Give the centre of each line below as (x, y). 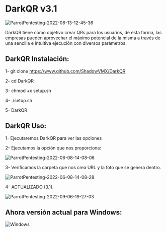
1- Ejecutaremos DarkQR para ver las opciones (54, 138)
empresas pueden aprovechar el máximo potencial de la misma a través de (83, 38)
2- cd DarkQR (20, 81)
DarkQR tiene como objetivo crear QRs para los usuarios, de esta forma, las (83, 32)
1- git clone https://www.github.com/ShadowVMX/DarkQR (65, 71)
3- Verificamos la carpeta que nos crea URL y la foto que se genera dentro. (83, 167)
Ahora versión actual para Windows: (64, 212)
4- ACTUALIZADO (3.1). (29, 187)
